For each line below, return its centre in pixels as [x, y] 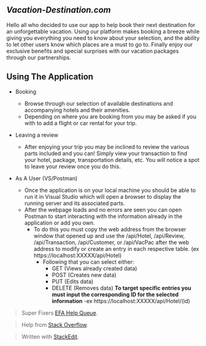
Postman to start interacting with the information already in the [103, 216]
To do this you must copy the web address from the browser [110, 229]
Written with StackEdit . [50, 336]
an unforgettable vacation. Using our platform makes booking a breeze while [103, 31]
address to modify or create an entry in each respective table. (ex [116, 248]
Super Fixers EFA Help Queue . [59, 313]
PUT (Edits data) [73, 281]
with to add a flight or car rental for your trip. [81, 123]
